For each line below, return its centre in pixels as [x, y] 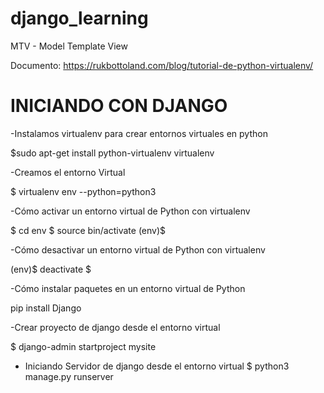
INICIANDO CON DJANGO [119, 106]
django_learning [79, 18]
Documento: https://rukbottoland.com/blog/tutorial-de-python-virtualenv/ [162, 65]
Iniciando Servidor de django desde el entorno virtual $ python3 [157, 366]
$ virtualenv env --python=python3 [83, 191]
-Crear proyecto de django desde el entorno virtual [115, 327]
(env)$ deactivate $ [51, 269]
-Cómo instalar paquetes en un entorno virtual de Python [128, 288]
